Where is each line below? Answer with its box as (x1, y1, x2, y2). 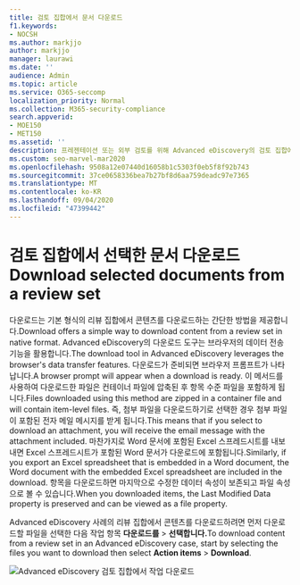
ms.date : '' (9, 63, 54, 72)
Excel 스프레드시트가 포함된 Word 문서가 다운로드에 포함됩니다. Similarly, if (25, 447, 287, 457)
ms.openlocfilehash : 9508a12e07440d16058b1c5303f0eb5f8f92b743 (9, 163, 250, 171)
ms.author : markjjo (9, 38, 82, 47)
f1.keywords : (9, 21, 58, 30)
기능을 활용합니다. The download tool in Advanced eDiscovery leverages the (9, 347, 284, 358)
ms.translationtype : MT (9, 180, 98, 188)
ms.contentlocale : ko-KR (9, 188, 102, 196)
